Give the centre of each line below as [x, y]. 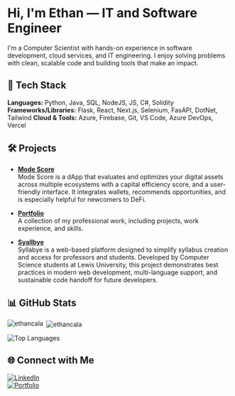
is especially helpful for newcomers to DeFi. [82, 199]
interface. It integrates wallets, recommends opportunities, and [134, 192]
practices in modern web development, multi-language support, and [117, 272]
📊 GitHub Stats [42, 303]
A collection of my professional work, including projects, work [108, 220]
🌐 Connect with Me [51, 360]
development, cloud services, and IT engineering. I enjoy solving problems [116, 55]
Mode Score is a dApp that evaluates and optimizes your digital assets [120, 176]
